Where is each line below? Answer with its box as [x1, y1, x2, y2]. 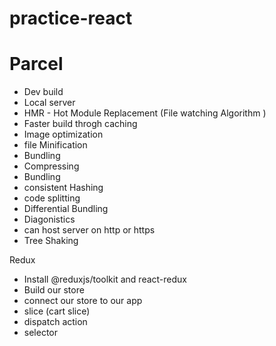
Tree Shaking [23, 235, 79, 247]
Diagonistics [23, 213, 76, 226]
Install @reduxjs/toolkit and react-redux [23, 273, 187, 286]
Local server [23, 97, 76, 109]
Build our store [23, 284, 85, 296]
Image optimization [23, 128, 104, 141]
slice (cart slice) [23, 305, 91, 317]
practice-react [9, 7, 133, 30]
